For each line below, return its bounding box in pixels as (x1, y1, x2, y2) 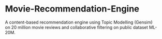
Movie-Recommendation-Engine (5, 3, 139, 14)
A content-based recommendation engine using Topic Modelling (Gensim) (5, 19, 153, 25)
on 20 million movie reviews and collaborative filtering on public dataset (5, 24, 148, 30)
